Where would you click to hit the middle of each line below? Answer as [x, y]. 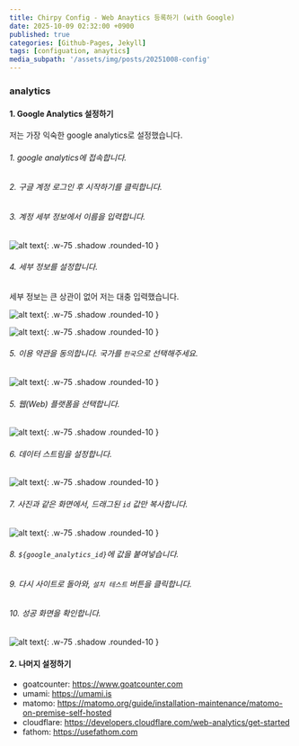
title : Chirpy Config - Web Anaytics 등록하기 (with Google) [122, 18]
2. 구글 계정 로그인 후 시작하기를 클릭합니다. [86, 187]
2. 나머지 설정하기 [40, 663]
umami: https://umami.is [67, 694]
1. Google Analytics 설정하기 [62, 113]
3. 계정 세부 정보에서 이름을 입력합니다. [78, 216]
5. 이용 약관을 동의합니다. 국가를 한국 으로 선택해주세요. [104, 354]
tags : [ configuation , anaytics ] [70, 51]
